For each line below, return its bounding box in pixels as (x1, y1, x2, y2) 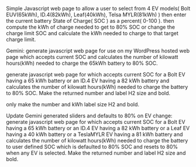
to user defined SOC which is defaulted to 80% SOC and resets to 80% (6, 143, 178, 150)
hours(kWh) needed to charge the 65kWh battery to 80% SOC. (6, 60, 158, 67)
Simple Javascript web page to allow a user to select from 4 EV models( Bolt (6, 5, 191, 12)
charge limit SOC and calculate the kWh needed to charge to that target (6, 30, 178, 37)
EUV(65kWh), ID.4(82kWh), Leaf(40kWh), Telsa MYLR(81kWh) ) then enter (6, 11, 187, 18)
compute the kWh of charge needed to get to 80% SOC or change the (6, 23, 176, 30)
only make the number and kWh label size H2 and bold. (6, 101, 139, 107)
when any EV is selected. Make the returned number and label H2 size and (6, 149, 186, 156)
